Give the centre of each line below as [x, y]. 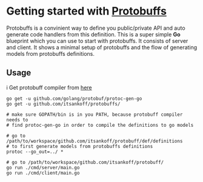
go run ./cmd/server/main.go [43, 167]
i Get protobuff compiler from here [49, 87]
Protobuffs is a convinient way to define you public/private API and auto [96, 28]
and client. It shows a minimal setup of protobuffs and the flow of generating [102, 47]
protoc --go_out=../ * [35, 152]
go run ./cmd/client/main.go [43, 173]
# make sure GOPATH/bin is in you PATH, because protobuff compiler [95, 114]
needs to [17, 120]
